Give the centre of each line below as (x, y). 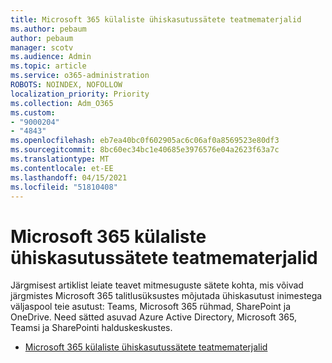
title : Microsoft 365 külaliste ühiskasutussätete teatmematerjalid (156, 19)
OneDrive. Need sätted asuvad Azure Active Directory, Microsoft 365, (153, 317)
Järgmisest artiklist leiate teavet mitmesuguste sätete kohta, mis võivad (157, 285)
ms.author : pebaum (48, 29)
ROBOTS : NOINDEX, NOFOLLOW (66, 85)
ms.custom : (33, 112)
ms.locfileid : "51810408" (64, 187)
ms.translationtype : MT (60, 159)
